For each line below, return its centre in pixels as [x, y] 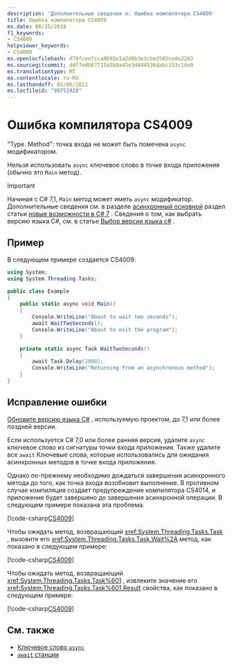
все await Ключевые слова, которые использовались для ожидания [108, 455]
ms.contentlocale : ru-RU [43, 78]
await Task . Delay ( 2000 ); [68, 362]
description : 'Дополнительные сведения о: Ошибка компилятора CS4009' [111, 13]
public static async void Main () [68, 304]
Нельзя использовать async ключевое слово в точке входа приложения [114, 165]
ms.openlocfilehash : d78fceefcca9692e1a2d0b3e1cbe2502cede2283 [100, 59]
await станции [38, 654]
